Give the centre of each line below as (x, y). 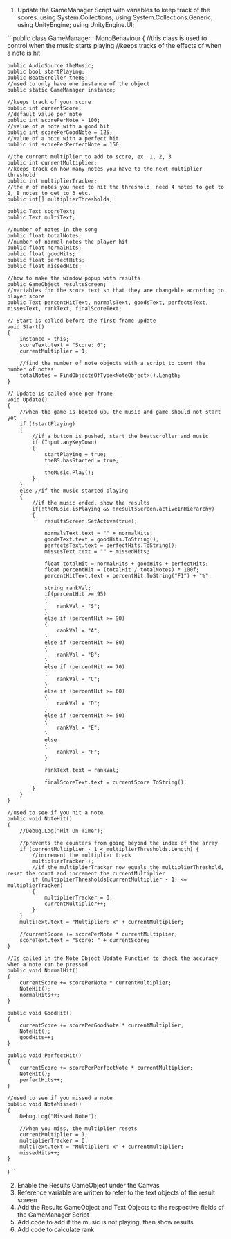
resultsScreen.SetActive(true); (91, 521)
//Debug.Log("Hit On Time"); (62, 831)
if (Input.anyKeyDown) (65, 442)
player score (26, 296)
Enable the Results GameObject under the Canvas (89, 1185)
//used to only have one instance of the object (78, 84)
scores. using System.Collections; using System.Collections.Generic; (115, 17)
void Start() (26, 327)
